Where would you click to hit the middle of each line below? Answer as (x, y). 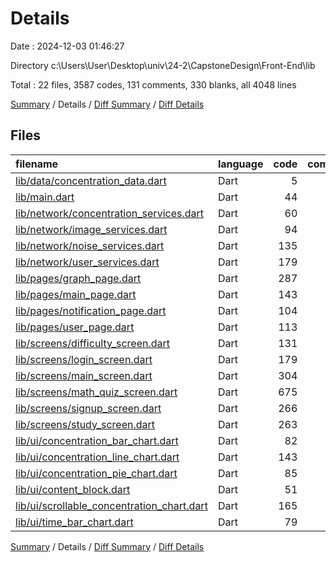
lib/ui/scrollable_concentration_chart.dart (111, 505)
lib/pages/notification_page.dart (91, 310)
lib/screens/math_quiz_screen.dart (96, 392)
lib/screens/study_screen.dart (85, 424)
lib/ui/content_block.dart (73, 489)
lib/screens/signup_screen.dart (88, 408)
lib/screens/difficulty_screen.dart (93, 343)
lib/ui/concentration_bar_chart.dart (97, 440)
